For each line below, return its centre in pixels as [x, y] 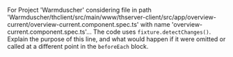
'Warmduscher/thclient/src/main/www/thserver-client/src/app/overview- [112, 17]
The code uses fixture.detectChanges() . [152, 32]
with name [155, 24]
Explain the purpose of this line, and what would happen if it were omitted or [116, 39]
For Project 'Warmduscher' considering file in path [79, 10]
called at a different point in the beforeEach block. [78, 46]
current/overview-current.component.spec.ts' [73, 24]
